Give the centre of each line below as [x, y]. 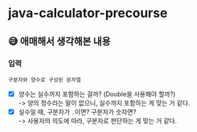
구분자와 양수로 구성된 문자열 [44, 80]
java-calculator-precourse [88, 13]
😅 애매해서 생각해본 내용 [59, 41]
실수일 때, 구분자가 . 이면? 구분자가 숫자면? [77, 111]
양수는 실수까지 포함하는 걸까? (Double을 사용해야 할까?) [97, 93]
